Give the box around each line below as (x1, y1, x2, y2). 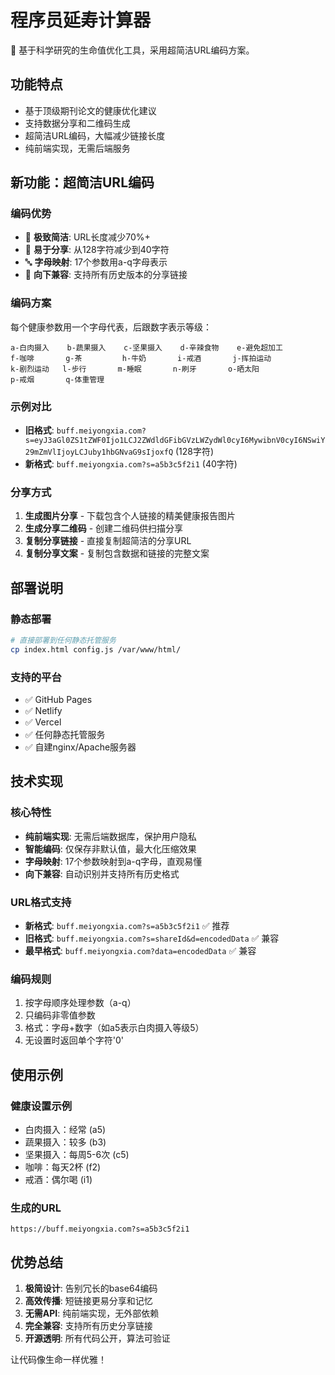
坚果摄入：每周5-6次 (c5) (24, 1149, 130, 1161)
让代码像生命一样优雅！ (10, 1354, 107, 1366)
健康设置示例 (10, 1099, 73, 1113)
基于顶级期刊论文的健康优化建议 (24, 104, 157, 116)
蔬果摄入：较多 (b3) (24, 1136, 107, 1148)
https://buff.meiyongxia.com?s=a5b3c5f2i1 (10, 1224, 190, 1235)
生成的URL (10, 1201, 62, 1215)
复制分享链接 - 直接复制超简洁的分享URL (24, 535, 192, 547)
